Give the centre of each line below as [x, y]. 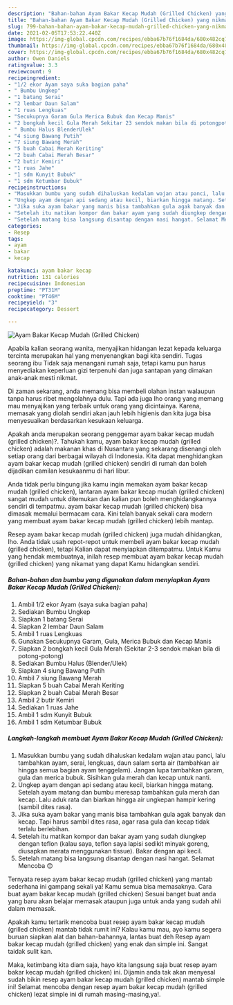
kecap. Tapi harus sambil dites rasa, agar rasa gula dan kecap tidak [114, 822]
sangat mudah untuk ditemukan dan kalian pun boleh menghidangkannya [112, 499]
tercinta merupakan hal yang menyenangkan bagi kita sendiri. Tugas [105, 356]
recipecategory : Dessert [44, 309]
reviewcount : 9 [30, 71]
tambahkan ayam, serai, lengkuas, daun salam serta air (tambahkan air [119, 763]
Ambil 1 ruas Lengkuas [50, 633]
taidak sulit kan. [30, 951]
